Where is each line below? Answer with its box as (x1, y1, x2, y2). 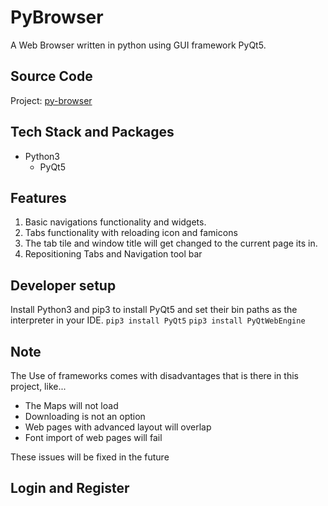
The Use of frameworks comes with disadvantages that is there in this (10, 370, 299, 381)
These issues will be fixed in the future (10, 451, 170, 463)
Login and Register (10, 480, 130, 497)
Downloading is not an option (24, 411, 146, 422)
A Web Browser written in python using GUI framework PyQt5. (10, 39, 267, 51)
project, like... (10, 381, 67, 392)
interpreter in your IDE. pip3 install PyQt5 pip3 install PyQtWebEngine (10, 314, 306, 326)
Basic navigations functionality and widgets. (24, 216, 207, 228)
